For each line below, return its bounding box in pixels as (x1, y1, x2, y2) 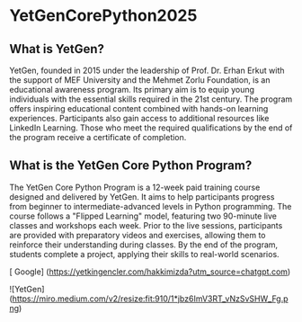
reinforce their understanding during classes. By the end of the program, (9, 239, 279, 250)
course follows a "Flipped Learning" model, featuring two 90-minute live (9, 210, 277, 221)
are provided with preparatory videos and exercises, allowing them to (9, 229, 267, 240)
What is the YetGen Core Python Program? (9, 158, 253, 174)
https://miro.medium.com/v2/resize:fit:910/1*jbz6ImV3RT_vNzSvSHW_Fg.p (12, 293, 289, 304)
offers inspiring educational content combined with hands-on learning (9, 103, 269, 113)
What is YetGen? (9, 41, 105, 57)
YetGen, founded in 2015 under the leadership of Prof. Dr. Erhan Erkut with (9, 65, 285, 76)
